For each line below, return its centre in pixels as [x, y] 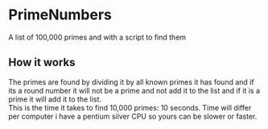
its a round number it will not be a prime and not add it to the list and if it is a [134, 90]
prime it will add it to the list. [55, 99]
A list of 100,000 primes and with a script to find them [97, 37]
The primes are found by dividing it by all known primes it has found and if [132, 81]
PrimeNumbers [60, 15]
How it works [42, 62]
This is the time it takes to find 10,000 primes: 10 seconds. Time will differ [130, 107]
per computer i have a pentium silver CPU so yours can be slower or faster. [133, 116]
